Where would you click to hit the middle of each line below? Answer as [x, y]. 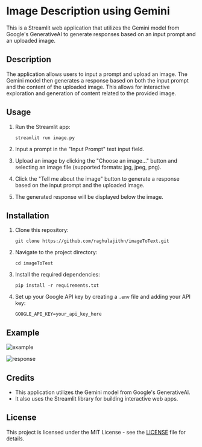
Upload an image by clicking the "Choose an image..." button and [96, 160]
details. [15, 439]
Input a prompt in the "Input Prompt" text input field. [80, 149]
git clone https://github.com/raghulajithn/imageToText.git [92, 241]
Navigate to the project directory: [56, 252]
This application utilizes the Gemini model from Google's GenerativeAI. [103, 392]
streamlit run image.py [45, 138]
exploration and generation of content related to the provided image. [91, 93]
